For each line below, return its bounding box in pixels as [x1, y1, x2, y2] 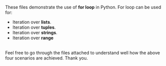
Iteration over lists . [12, 19, 51, 25]
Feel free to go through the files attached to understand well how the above [5, 50, 161, 56]
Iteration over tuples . [12, 24, 56, 30]
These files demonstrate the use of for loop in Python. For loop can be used [5, 4, 161, 10]
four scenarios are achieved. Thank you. [5, 55, 88, 61]
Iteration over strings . [12, 30, 58, 35]
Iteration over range [12, 35, 54, 41]
